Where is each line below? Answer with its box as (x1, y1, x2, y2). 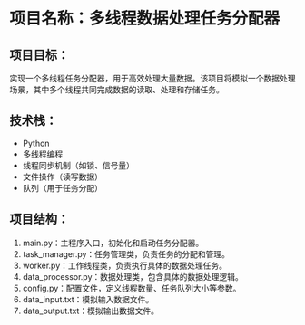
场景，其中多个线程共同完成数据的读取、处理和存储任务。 (9, 84, 224, 95)
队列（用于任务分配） (22, 182, 103, 193)
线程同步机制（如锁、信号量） (22, 159, 134, 170)
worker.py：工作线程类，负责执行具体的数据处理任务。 (22, 260, 228, 271)
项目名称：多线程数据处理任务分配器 (9, 8, 280, 29)
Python (22, 138, 50, 148)
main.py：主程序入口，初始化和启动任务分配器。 (22, 237, 204, 248)
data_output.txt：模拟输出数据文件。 (22, 305, 159, 316)
